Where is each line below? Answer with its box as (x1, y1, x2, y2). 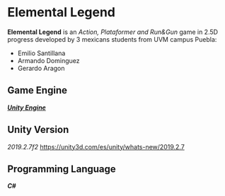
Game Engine (7, 84, 67, 96)
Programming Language (7, 163, 117, 175)
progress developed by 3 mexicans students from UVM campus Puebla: (7, 35, 217, 43)
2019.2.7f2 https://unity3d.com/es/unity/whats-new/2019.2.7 (7, 142, 185, 151)
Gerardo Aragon (17, 64, 65, 72)
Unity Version (7, 124, 69, 136)
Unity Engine (7, 103, 46, 112)
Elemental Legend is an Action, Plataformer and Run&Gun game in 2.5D (7, 28, 218, 36)
